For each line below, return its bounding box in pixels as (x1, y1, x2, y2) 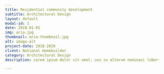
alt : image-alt (5, 39, 36, 44)
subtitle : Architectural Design (5, 12, 71, 17)
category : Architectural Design (5, 52, 71, 58)
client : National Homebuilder (5, 48, 67, 53)
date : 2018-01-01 (5, 25, 41, 30)
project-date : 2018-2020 (5, 44, 56, 49)
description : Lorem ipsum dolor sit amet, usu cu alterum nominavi (5, 57, 145, 62)
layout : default (5, 16, 38, 21)
